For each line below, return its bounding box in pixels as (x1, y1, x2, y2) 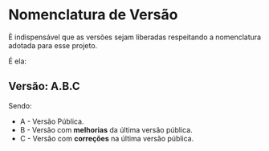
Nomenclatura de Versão (8, 6, 178, 24)
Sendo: (8, 100, 32, 110)
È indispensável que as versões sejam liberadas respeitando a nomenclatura (8, 32, 262, 42)
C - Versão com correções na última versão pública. (19, 133, 194, 143)
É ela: (8, 56, 26, 66)
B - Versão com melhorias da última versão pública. (19, 124, 193, 134)
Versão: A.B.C (8, 80, 80, 93)
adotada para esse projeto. (8, 40, 98, 50)
